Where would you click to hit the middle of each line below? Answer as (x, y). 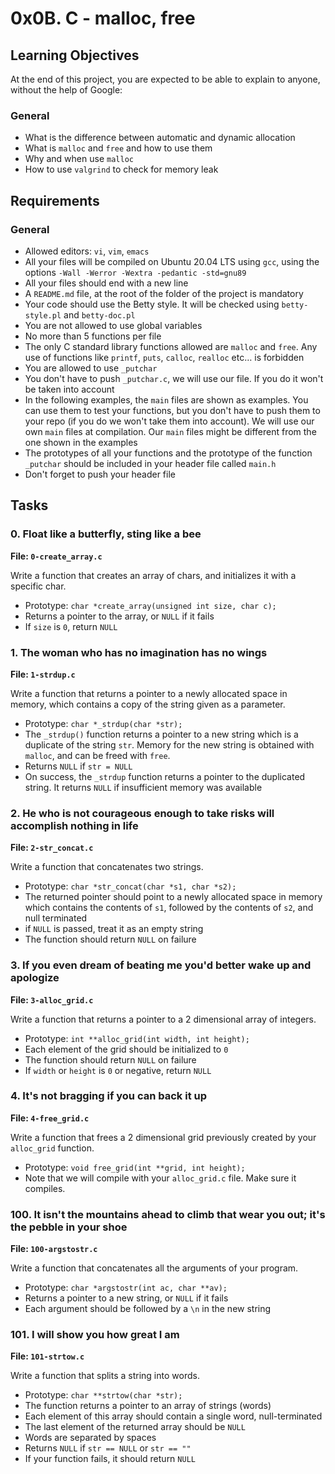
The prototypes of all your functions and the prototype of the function (168, 453)
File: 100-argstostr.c (54, 1249)
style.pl (43, 315)
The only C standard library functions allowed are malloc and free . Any (171, 346)
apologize (35, 978)
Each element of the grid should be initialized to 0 (126, 1049)
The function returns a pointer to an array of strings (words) (148, 1406)
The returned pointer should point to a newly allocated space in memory (173, 897)
